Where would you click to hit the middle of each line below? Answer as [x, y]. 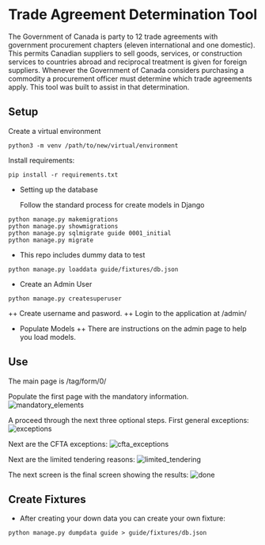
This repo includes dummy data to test [82, 254]
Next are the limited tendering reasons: [72, 459]
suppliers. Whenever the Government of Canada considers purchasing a [126, 70]
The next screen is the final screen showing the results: [98, 474]
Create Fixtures [47, 499]
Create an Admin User [56, 284]
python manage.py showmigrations [63, 226]
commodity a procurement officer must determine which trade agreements [130, 78]
